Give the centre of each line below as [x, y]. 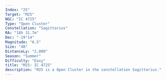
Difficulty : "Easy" [25, 61]
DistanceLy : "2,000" [27, 51]
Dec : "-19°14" [20, 38]
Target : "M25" [20, 14]
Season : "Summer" [23, 56]
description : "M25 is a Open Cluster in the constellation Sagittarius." [83, 70]
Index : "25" [17, 10]
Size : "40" [16, 47]
